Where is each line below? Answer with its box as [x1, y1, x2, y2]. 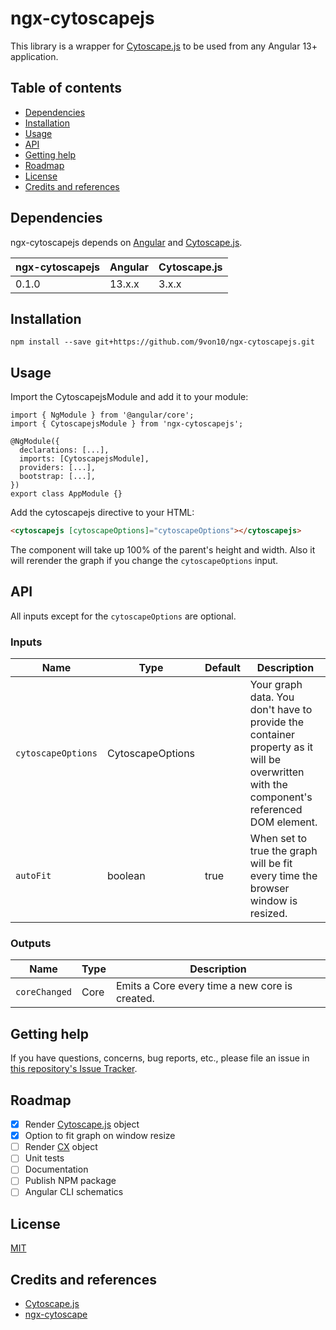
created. [115, 992, 155, 1006]
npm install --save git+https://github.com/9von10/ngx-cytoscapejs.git [10, 337, 315, 347]
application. [10, 50, 59, 62]
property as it [249, 740, 314, 754]
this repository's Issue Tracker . [10, 1063, 138, 1075]
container [249, 728, 296, 742]
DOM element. [249, 815, 318, 829]
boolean [106, 869, 146, 883]
